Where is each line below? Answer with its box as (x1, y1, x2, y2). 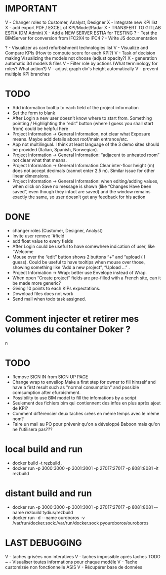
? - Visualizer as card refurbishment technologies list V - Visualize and (5, 44, 148, 50)
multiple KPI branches (5, 71, 50, 77)
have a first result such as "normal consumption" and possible (12, 384, 139, 390)
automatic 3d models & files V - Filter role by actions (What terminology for (5, 60, 158, 66)
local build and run (5, 443, 83, 455)
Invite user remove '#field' (12, 233, 66, 239)
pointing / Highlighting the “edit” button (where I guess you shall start (12, 120, 154, 126)
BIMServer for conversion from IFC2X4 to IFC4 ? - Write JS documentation (5, 35, 158, 41)
